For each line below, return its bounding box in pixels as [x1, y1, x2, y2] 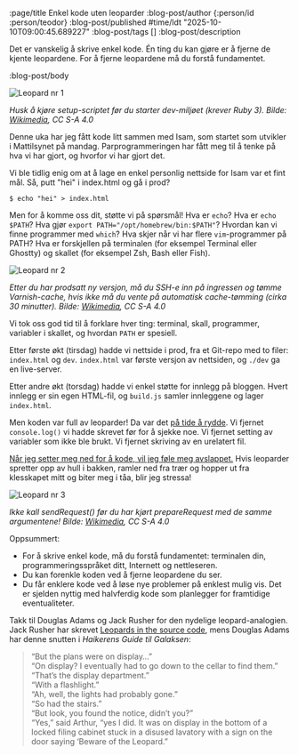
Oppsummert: [9, 534, 60, 543]
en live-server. [9, 364, 62, 374]
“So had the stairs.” [30, 698, 102, 709]
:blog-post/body [9, 70, 69, 81]
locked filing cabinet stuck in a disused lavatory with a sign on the [30, 727, 273, 737]
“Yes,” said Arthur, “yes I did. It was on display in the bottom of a [30, 718, 268, 727]
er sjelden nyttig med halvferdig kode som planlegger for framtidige [21, 589, 270, 598]
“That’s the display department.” [30, 671, 149, 680]
